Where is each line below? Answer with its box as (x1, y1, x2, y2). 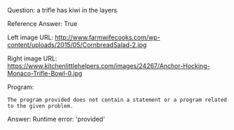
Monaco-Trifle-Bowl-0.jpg (7, 70, 83, 77)
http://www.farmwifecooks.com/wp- (55, 33, 160, 41)
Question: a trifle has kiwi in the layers (7, 6, 118, 14)
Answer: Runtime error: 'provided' (7, 115, 105, 123)
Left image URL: (7, 33, 54, 41)
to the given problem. (7, 103, 74, 110)
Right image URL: (7, 54, 57, 63)
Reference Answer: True (7, 20, 78, 27)
